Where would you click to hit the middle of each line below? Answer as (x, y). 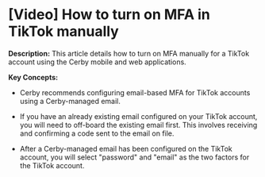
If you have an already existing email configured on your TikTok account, (138, 116)
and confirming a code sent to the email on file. (97, 133)
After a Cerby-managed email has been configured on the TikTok (126, 148)
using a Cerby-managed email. (70, 101)
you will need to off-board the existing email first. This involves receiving (138, 125)
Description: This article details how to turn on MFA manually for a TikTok (129, 53)
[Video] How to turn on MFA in (109, 15)
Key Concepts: (33, 77)
